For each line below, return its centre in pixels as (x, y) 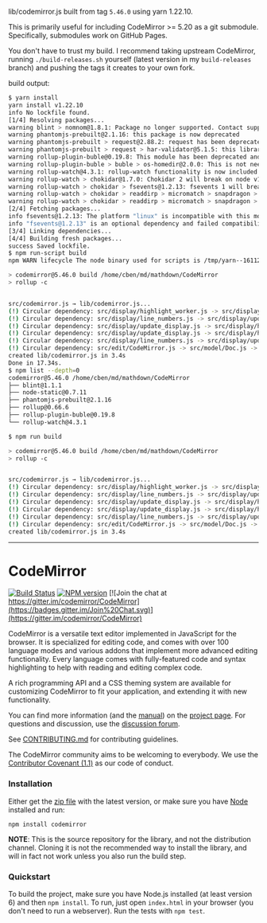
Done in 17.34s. (35, 363)
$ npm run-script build (48, 253)
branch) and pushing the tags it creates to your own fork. (102, 68)
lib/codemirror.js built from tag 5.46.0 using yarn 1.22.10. (101, 12)
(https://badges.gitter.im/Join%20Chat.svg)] (81, 610)
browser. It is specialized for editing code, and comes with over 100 (118, 642)
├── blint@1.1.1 (35, 385)
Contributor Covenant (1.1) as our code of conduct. (91, 763)
